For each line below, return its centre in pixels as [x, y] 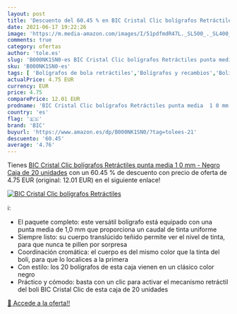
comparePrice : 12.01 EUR [44, 99]
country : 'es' [28, 112]
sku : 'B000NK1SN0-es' [39, 66]
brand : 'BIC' [26, 125]
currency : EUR [28, 86]
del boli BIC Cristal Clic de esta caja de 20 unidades [93, 289]
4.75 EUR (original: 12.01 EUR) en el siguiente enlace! [84, 180]
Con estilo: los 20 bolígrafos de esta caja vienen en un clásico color [116, 267]
